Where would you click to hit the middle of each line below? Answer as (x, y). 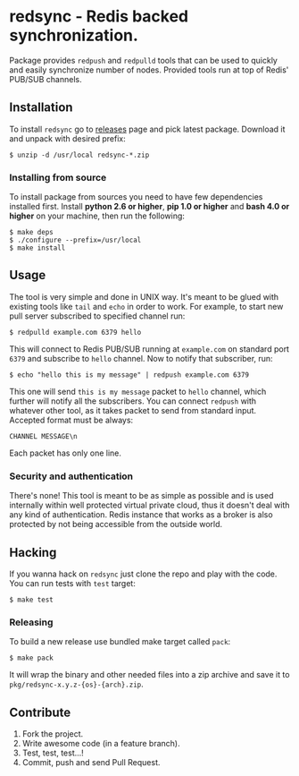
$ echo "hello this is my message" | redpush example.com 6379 (129, 375)
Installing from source (58, 177)
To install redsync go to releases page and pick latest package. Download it (147, 129)
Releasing (31, 622)
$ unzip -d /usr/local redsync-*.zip (79, 155)
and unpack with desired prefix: (68, 138)
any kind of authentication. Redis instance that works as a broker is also (141, 515)
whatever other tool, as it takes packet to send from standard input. (133, 410)
